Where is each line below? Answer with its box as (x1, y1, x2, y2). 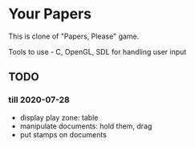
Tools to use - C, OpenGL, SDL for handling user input (8, 47, 187, 56)
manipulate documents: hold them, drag (19, 121, 152, 131)
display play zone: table (19, 112, 99, 122)
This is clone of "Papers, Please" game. (8, 31, 140, 41)
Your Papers (8, 5, 92, 23)
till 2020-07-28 (8, 94, 70, 105)
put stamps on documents (19, 129, 107, 139)
